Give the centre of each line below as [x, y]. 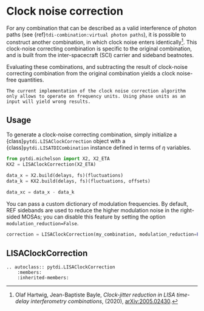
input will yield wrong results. [49, 102]
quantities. [31, 80]
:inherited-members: [43, 278]
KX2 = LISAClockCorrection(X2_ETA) [51, 165]
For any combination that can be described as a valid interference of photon [101, 28]
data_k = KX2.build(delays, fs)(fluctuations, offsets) [78, 181]
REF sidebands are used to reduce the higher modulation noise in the [93, 210]
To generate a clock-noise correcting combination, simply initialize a [92, 135]
